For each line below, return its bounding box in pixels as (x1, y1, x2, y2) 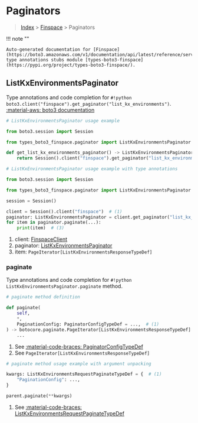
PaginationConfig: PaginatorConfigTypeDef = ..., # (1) (16, 321, 160, 327)
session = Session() (6, 198, 57, 204)
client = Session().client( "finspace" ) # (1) (6, 209, 123, 214)
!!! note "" (6, 35, 29, 42)
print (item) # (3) (16, 225, 65, 231)
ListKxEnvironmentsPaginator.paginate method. (6, 282, 123, 290)
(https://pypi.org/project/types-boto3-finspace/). (6, 62, 136, 68)
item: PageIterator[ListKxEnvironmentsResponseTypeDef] (14, 248, 153, 255)
